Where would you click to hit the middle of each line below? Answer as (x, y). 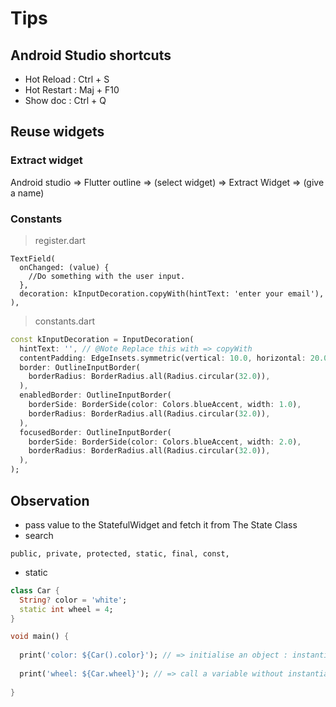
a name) (27, 193)
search (39, 535)
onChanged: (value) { (64, 267)
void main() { (40, 637)
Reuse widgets (57, 132)
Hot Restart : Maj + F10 (72, 90)
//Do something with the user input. (107, 276)
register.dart (60, 240)
